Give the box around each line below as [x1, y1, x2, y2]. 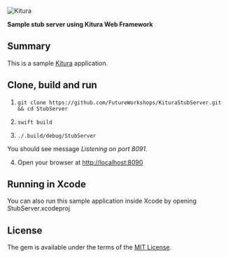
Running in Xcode [7, 178, 86, 190]
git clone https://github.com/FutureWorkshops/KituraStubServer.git [17, 99, 222, 106]
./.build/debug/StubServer [17, 132, 97, 139]
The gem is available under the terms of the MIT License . [7, 243, 172, 252]
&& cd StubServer [17, 105, 69, 112]
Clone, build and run [7, 79, 98, 91]
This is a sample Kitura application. [7, 59, 108, 67]
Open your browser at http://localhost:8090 [17, 158, 143, 166]
